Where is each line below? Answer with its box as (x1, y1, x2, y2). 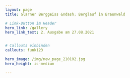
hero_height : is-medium (5, 61, 55, 66)
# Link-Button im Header (5, 21, 57, 26)
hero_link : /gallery (5, 25, 48, 30)
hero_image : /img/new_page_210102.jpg (5, 57, 85, 62)
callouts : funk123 (5, 48, 43, 53)
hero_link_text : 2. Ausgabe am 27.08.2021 (5, 30, 94, 35)
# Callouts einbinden (5, 43, 50, 48)
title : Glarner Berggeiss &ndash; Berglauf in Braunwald (5, 12, 126, 17)
